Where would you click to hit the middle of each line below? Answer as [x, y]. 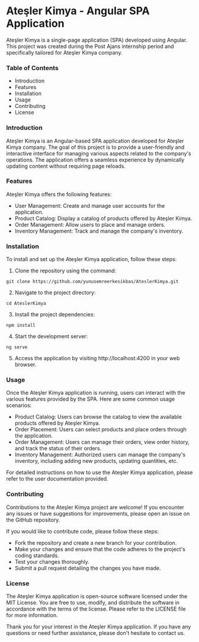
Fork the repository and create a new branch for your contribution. [96, 543]
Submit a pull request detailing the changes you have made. [88, 568]
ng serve [17, 347]
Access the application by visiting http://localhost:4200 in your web [97, 358]
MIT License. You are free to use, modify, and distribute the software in [93, 603]
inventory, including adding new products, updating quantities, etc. [96, 461]
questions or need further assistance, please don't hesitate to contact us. [96, 633]
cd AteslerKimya [26, 304]
